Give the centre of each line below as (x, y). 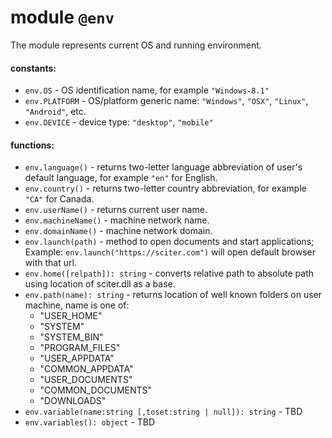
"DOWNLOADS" (73, 401)
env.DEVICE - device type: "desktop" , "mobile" (119, 122)
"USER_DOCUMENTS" (86, 380)
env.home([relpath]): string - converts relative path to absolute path (169, 273)
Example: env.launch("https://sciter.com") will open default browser (170, 252)
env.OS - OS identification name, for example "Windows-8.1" (147, 90)
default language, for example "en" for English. (121, 178)
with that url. (50, 263)
